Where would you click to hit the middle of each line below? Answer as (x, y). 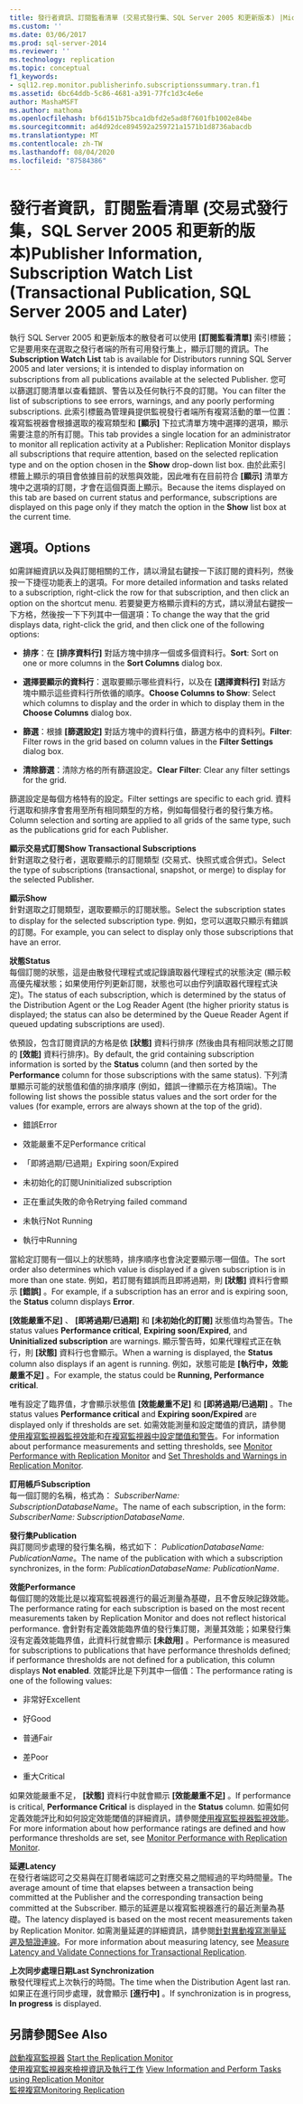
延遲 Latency (33, 1866)
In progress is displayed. (55, 2004)
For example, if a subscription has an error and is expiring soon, (170, 1292)
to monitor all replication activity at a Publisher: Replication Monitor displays (150, 445)
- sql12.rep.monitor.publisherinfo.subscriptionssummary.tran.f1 (134, 85)
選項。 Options (50, 547)
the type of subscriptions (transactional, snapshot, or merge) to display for (148, 870)
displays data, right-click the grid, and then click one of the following (137, 625)
